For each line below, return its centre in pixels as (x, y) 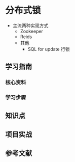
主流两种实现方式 (30, 25)
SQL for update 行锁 (49, 49)
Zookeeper (31, 31)
